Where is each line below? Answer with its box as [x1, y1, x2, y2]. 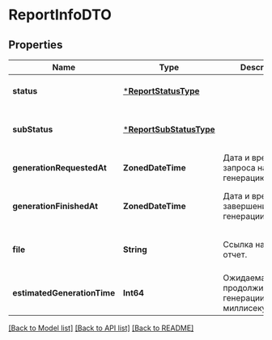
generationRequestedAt [12, 162, 107, 173]
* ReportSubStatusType [122, 124, 216, 135]
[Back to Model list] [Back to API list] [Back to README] [8, 323, 194, 333]
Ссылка [223, 239, 253, 250]
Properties [8, 38, 63, 52]
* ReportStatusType [122, 86, 200, 96]
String [122, 244, 147, 255]
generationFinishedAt [12, 200, 99, 212]
